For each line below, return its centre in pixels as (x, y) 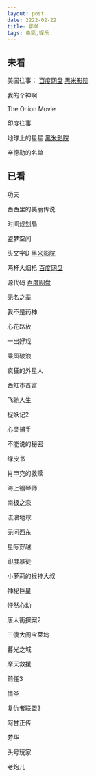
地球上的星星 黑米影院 (38, 138)
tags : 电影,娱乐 (28, 33)
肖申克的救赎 (25, 473)
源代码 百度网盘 (29, 282)
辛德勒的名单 (25, 153)
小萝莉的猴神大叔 (31, 576)
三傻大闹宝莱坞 (28, 634)
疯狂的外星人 (25, 370)
